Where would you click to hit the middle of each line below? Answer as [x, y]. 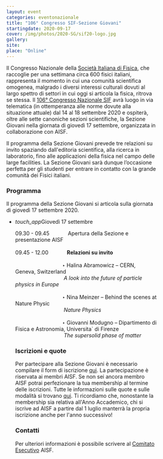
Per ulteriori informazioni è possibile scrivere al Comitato [85, 443]
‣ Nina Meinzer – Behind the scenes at [109, 297]
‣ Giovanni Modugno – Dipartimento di [109, 323]
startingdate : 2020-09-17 [39, 28]
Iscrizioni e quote [41, 350]
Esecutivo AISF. [35, 450]
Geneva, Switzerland [41, 272]
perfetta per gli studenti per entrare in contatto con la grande [81, 169]
